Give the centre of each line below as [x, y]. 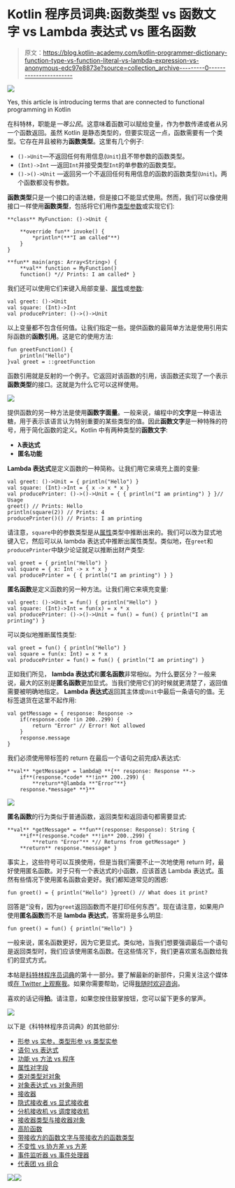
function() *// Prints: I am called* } [78, 274]
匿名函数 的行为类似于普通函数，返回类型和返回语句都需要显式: [97, 816]
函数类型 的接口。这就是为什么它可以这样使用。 [74, 384]
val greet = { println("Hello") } [58, 563]
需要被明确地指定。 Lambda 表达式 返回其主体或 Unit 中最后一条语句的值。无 [116, 691]
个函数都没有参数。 [45, 182]
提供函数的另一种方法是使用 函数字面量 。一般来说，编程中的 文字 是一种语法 [114, 412]
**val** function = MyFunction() [69, 268]
